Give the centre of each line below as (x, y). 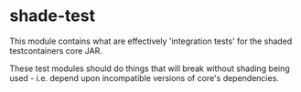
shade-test (53, 16)
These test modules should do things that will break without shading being (150, 68)
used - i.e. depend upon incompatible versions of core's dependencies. (144, 77)
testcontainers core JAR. (56, 50)
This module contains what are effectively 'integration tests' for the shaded (151, 41)
